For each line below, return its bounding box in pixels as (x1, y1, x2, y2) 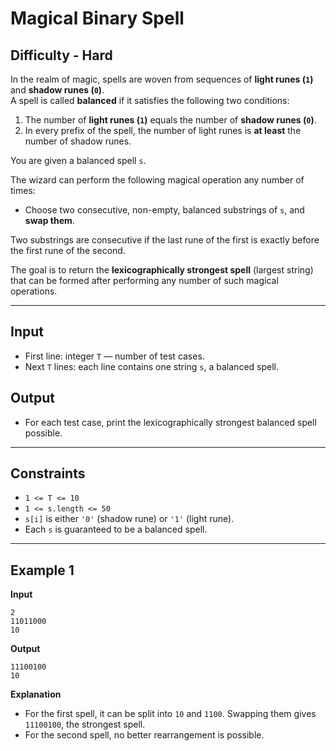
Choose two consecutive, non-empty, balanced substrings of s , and (24, 204, 305, 216)
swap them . (24, 215, 75, 226)
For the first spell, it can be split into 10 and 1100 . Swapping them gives (24, 708, 317, 720)
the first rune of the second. (10, 245, 126, 256)
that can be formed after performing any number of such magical (10, 275, 279, 286)
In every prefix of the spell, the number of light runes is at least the (24, 125, 302, 136)
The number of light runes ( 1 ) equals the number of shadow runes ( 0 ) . (24, 114, 317, 126)
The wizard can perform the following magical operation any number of (10, 174, 305, 186)
